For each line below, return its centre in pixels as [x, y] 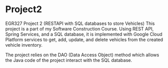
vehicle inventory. [24, 45]
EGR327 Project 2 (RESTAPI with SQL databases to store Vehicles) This [80, 23]
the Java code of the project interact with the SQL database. [69, 60]
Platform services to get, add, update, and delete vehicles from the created [84, 40]
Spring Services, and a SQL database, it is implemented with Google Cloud [84, 34]
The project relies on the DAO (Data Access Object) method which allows [82, 55]
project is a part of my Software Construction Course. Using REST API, [80, 28]
